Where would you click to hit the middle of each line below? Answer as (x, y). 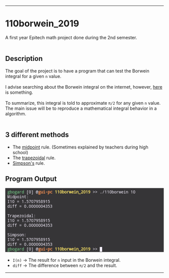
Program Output (31, 179)
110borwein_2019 (42, 24)
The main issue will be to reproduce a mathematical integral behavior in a (81, 108)
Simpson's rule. (29, 163)
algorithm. (16, 113)
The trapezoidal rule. (34, 158)
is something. (19, 92)
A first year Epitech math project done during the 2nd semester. (71, 37)
